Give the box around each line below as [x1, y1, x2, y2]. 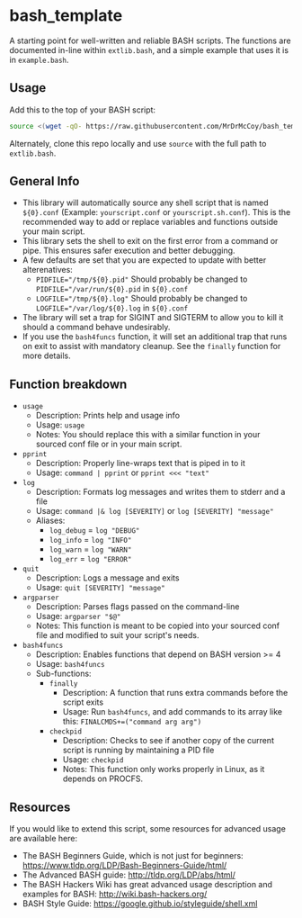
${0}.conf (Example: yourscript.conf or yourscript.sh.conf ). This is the [22, 207, 291, 218]
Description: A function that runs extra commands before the [62, 688, 289, 698]
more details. [22, 350, 72, 361]
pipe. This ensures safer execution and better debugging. [22, 245, 235, 256]
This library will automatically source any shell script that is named [22, 197, 269, 208]
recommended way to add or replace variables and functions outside [22, 217, 279, 228]
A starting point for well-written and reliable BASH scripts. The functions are [9, 35, 291, 46]
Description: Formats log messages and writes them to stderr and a [35, 487, 286, 498]
